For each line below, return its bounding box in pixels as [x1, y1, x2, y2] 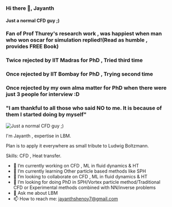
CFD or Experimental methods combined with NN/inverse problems [13, 184, 156, 191]
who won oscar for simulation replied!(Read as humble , [6, 36, 148, 44]
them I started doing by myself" [6, 111, 87, 118]
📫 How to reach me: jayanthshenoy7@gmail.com [13, 195, 118, 202]
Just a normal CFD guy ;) [6, 17, 60, 24]
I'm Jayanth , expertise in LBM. [6, 133, 71, 139]
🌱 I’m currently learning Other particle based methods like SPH [13, 168, 146, 174]
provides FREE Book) [6, 43, 59, 50]
